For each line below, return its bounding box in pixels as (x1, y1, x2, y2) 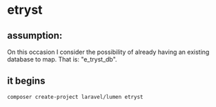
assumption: (7, 30, 63, 41)
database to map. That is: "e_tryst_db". (7, 55, 117, 64)
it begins (7, 75, 46, 87)
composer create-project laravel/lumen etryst (7, 93, 144, 100)
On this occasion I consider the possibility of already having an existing (7, 48, 210, 56)
